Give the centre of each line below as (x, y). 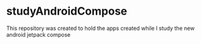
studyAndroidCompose (67, 11)
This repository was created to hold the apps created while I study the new (100, 28)
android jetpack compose (38, 34)
